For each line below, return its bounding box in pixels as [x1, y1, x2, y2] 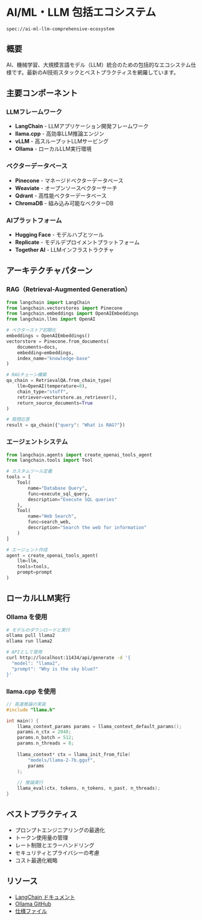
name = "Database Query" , [28, 485, 87, 491]
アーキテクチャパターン [6, 266, 93, 276]
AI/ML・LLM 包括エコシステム [6, 5, 157, 19]
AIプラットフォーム [6, 216, 62, 225]
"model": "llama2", [11, 660, 61, 666]
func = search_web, [28, 519, 71, 525]
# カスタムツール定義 [6, 468, 52, 475]
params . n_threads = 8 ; [17, 740, 74, 746]
